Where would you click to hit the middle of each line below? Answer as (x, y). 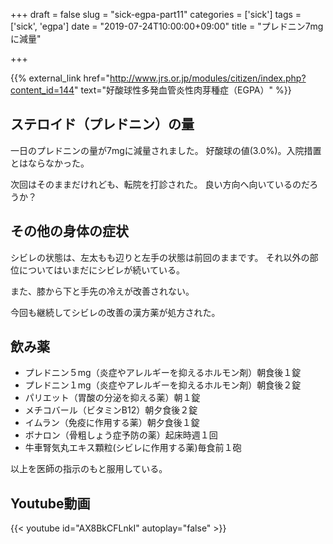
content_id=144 (42, 90)
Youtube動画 (50, 503)
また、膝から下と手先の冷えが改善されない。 (102, 291)
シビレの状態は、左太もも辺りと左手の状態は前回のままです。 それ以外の (160, 257)
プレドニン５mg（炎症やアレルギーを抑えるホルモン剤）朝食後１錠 (163, 373)
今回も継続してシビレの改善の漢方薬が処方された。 (115, 312)
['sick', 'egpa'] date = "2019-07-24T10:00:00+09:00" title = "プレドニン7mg (167, 26)
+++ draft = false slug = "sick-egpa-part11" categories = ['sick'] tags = (156, 14)
